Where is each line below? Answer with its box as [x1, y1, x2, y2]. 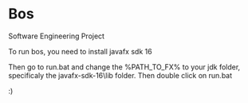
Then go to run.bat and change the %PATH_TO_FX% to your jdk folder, [8, 61, 241, 72]
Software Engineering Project [8, 31, 105, 41]
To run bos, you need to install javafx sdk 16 [8, 46, 153, 56]
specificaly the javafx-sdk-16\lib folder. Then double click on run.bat [8, 70, 233, 80]
